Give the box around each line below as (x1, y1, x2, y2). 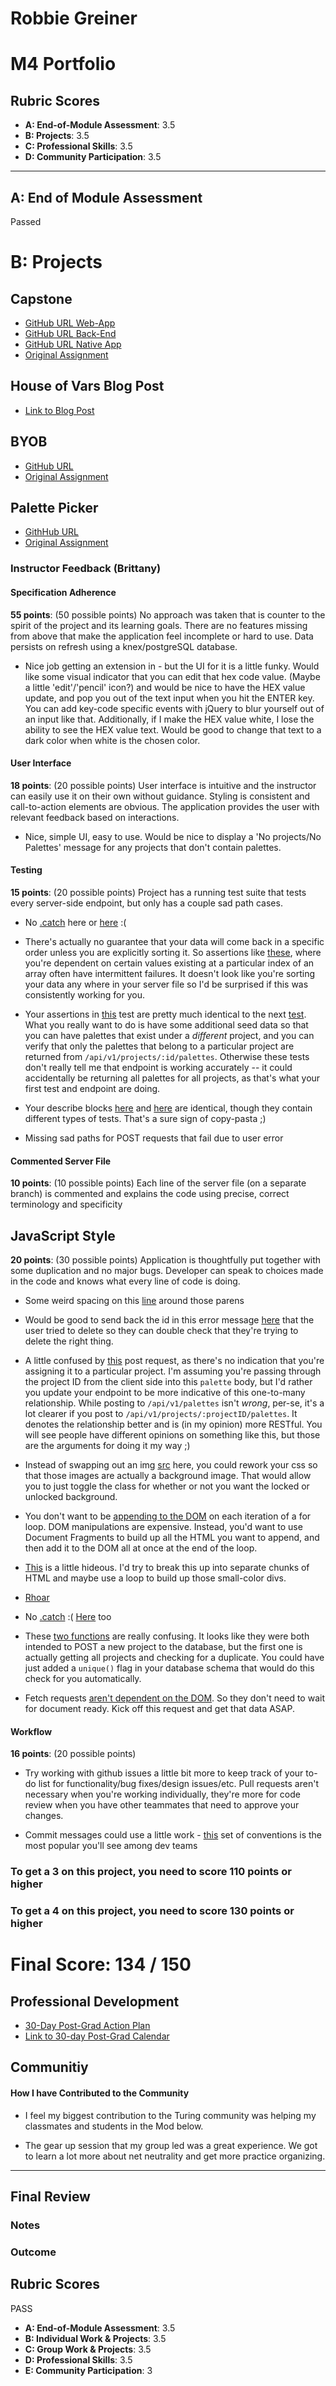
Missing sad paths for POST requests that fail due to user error (24, 1132, 284, 1144)
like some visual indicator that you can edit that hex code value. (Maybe (24, 670, 321, 682)
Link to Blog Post (24, 404, 95, 416)
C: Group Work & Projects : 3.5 (24, 2343, 152, 2355)
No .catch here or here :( (24, 916, 127, 928)
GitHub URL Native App (24, 338, 122, 350)
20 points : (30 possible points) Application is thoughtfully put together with (10, 1253, 322, 1266)
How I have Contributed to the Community (10, 2087, 190, 2099)
